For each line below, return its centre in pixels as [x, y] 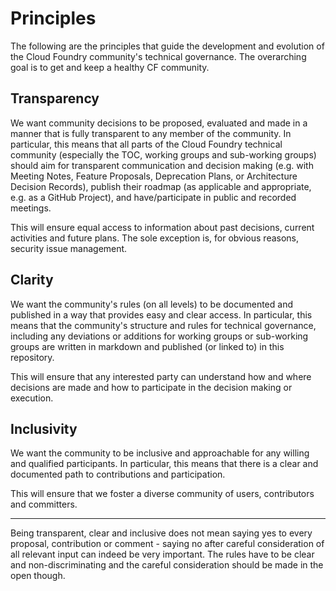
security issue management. [69, 248]
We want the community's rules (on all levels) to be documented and [151, 304]
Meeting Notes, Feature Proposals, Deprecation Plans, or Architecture [154, 176]
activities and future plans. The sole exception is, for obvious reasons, [155, 238]
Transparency [55, 98]
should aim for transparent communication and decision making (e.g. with [162, 165]
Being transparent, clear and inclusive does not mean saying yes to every [161, 533]
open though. [38, 576]
